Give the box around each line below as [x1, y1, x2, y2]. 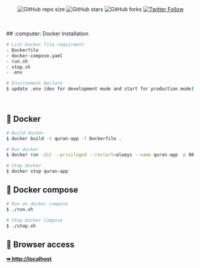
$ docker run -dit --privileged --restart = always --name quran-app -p [6, 152, 186, 158]
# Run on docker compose [6, 201, 68, 207]
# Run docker [6, 146, 39, 152]
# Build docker [6, 130, 44, 136]
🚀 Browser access [6, 239, 75, 249]
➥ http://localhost [6, 255, 52, 263]
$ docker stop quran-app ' [6, 168, 71, 174]
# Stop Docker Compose [6, 217, 63, 223]
